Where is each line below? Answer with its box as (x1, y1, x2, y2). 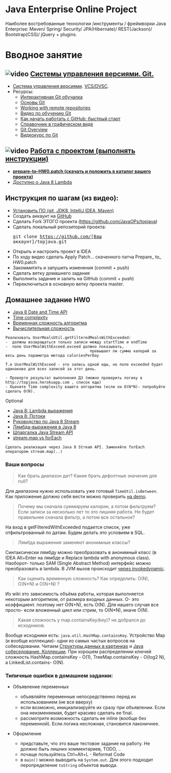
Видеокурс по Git (20, 132, 58, 138)
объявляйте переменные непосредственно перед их (20, 693, 136, 699)
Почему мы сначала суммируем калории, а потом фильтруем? (17, 503, 156, 509)
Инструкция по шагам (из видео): (5, 194, 119, 203)
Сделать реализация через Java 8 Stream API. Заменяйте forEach (5, 445, 145, 450)
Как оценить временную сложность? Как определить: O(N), (17, 575, 150, 582)
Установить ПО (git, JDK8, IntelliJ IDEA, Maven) (12, 207, 114, 213)
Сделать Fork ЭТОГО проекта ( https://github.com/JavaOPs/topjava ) (12, 218, 158, 224)
